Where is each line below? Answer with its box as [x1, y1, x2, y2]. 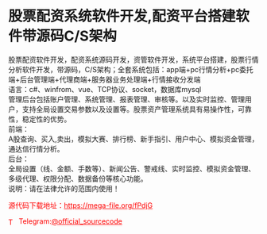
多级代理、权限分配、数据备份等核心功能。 [8, 174, 148, 183]
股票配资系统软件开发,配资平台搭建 [8, 7, 236, 25]
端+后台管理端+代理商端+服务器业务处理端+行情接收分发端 [8, 75, 201, 84]
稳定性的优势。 [21, 114, 72, 124]
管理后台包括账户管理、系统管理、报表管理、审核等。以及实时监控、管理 [8, 94, 245, 104]
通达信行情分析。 [8, 144, 64, 153]
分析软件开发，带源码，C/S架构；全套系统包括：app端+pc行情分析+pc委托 [8, 64, 253, 74]
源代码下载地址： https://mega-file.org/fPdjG [8, 200, 153, 210]
